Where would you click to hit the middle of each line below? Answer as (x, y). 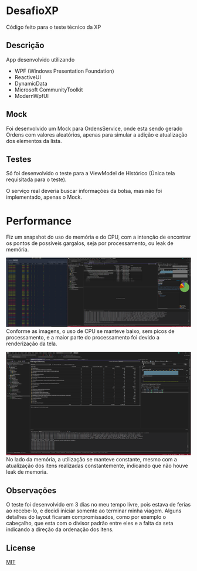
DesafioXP (32, 11)
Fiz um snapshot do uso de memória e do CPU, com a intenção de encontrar (98, 237)
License (21, 548)
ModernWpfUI (31, 96)
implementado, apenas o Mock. (44, 197)
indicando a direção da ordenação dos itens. (60, 529)
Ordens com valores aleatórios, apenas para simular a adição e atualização (97, 135)
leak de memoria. (27, 472)
